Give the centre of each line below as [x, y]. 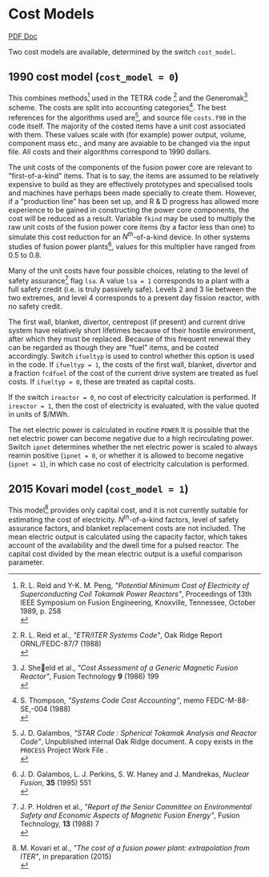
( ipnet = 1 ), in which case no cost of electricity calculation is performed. [129, 463]
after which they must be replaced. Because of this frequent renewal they [130, 339]
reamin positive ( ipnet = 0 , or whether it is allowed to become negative [126, 455]
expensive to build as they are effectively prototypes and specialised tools [130, 184]
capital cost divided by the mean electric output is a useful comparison [125, 553]
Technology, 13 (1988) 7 [60, 823]
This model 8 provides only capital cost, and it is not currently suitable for [128, 509]
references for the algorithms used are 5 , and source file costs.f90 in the [127, 117]
